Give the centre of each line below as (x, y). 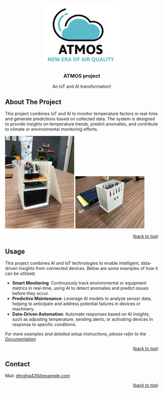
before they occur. (31, 293)
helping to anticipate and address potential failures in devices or (76, 304)
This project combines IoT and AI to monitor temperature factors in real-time (81, 114)
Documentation (21, 339)
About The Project (33, 102)
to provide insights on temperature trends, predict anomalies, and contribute (81, 124)
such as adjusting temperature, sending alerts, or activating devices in (82, 319)
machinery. (23, 309)
